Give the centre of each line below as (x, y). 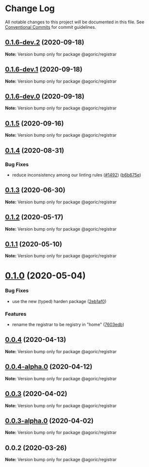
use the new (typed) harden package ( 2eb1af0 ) (59, 301)
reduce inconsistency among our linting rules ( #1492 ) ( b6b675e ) (77, 175)
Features (16, 314)
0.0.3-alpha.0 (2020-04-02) (49, 421)
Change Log (30, 9)
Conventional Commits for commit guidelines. (50, 27)
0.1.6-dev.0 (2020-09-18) (45, 96)
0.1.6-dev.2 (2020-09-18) (45, 43)
